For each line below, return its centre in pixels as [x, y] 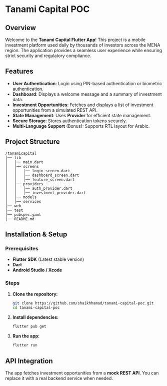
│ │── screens [22, 166]
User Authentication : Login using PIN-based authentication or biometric [87, 83]
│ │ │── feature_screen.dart [40, 179]
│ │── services [23, 201]
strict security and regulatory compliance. [48, 56]
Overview [21, 28]
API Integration [29, 361]
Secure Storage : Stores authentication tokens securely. [69, 121]
